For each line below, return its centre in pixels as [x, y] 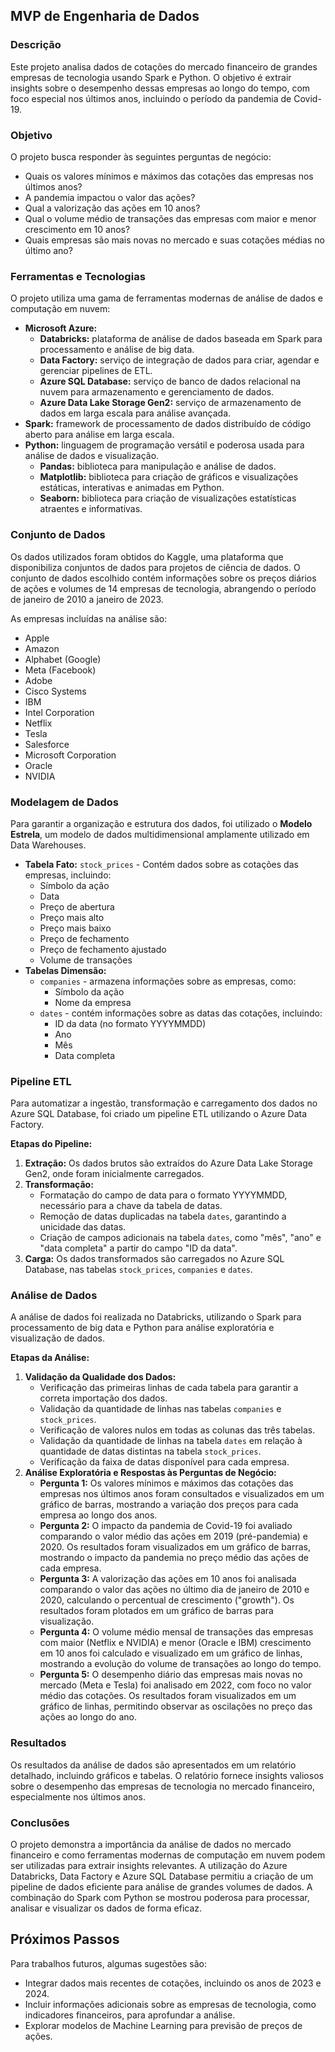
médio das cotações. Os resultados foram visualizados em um [168, 1696]
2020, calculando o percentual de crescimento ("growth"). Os [167, 1600]
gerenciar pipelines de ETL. [96, 371]
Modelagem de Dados [64, 802]
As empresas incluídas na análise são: [89, 618]
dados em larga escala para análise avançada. [135, 413]
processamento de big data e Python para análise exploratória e [142, 1328]
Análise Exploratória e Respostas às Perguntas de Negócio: [150, 1473]
